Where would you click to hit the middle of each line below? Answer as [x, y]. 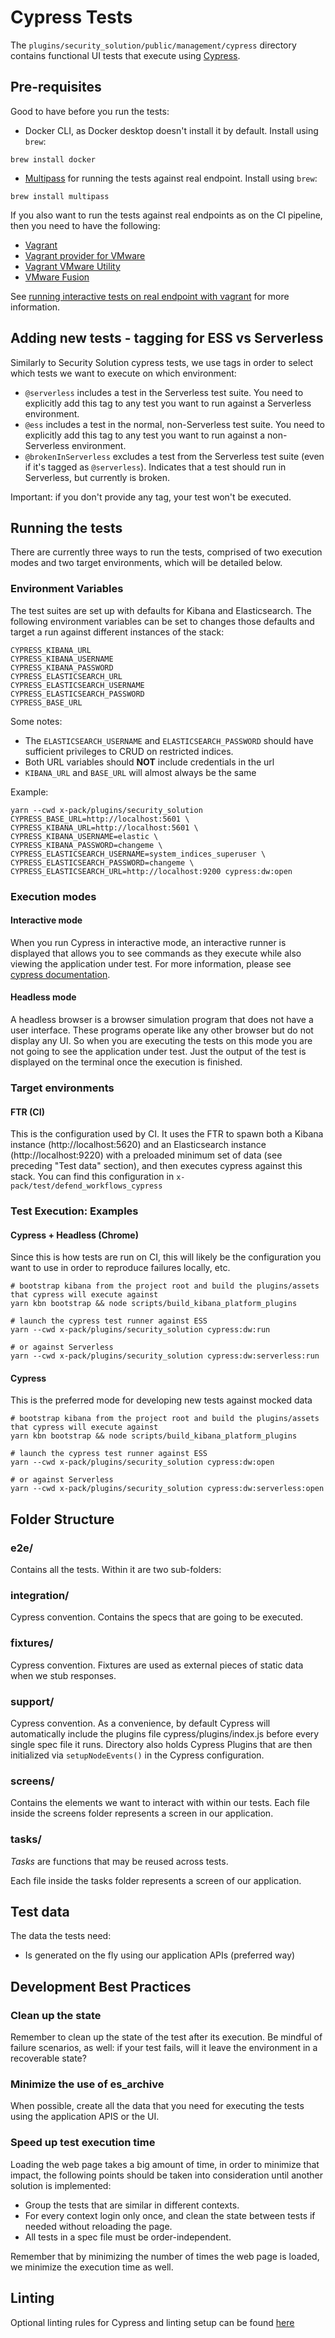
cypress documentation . [60, 974]
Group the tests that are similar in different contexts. [132, 2205]
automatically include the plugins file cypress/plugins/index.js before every [165, 1734]
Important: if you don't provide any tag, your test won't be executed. [151, 497]
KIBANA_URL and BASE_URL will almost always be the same [140, 772]
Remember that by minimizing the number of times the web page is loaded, [165, 2256]
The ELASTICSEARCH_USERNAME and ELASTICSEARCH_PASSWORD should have [169, 740]
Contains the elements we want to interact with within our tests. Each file [160, 1803]
